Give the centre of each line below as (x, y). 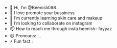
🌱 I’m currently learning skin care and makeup (56, 18)
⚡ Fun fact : (21, 41)
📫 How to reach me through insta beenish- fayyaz (61, 29)
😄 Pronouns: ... (25, 36)
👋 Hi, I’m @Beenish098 (33, 8)
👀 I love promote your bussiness (42, 13)
